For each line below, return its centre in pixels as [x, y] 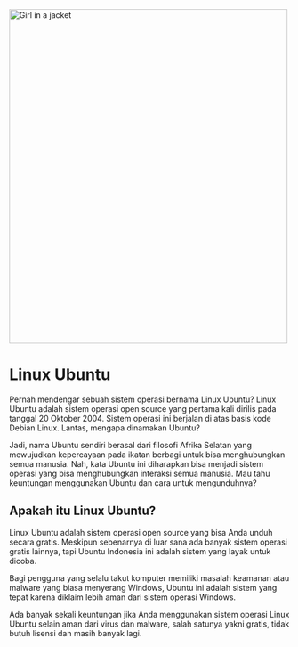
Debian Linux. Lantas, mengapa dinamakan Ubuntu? [105, 428]
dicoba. [23, 561]
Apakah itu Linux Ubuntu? [83, 511]
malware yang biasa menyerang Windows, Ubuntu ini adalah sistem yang [143, 587]
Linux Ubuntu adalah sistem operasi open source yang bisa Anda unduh [141, 532]
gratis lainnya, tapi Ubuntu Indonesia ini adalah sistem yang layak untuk [140, 551]
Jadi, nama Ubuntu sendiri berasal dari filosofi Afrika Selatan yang [130, 445]
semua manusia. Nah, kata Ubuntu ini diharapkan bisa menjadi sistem [137, 463]
